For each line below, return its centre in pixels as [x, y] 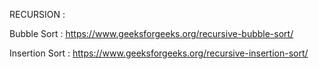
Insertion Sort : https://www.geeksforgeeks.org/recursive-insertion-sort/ [159, 53]
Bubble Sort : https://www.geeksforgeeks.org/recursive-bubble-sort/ [151, 33]
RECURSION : [37, 14]
